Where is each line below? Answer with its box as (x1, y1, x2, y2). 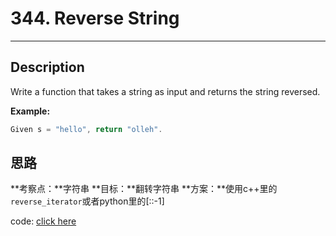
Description (10, 59, 85, 76)
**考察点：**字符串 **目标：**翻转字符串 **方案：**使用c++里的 (10, 183, 278, 195)
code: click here (10, 215, 77, 227)
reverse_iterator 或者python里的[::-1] (10, 195, 165, 207)
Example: (10, 105, 51, 117)
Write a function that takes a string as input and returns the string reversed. (10, 85, 321, 97)
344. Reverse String (10, 7, 180, 30)
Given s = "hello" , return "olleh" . (10, 124, 163, 134)
